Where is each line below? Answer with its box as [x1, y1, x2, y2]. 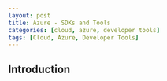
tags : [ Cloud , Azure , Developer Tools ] [8, 33, 139, 42]
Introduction [8, 62, 71, 75]
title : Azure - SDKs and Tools [8, 19, 111, 27]
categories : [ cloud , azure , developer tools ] [8, 26, 160, 34]
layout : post [8, 11, 51, 20]
